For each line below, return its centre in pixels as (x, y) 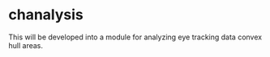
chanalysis (46, 15)
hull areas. (26, 45)
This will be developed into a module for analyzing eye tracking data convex (135, 37)
